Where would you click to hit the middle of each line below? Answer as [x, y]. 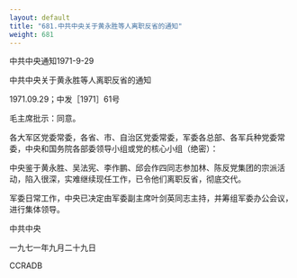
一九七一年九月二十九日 [53, 247]
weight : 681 [31, 34]
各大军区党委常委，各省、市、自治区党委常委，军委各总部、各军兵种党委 [143, 138]
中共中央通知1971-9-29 [52, 61]
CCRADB [26, 265]
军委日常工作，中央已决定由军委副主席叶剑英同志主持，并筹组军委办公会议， [151, 198]
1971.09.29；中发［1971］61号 [64, 99]
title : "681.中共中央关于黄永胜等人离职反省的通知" [96, 26]
